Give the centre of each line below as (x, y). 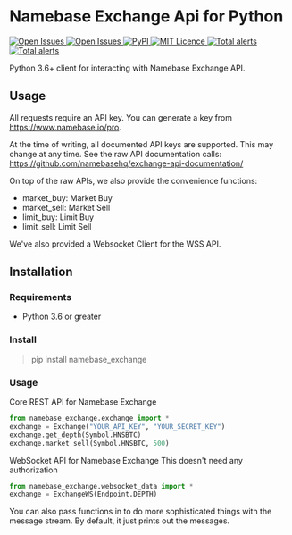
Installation (41, 272)
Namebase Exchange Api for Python (146, 17)
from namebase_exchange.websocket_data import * (101, 486)
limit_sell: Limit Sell (57, 226)
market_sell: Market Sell (66, 207)
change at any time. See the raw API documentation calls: (115, 154)
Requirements (41, 297)
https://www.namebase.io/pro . (66, 127)
